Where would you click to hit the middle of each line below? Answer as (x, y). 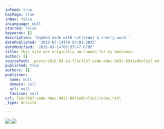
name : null (21, 79)
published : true (22, 65)
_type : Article (21, 103)
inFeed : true (19, 10)
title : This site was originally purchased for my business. (70, 51)
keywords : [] (19, 33)
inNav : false (19, 19)
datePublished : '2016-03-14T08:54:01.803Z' (51, 42)
